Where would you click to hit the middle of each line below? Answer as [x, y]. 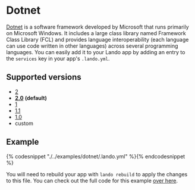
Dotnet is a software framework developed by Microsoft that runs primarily [97, 27]
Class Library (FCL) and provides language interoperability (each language [97, 39]
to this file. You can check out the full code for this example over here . [92, 180]
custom [24, 123]
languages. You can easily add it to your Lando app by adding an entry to [96, 52]
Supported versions [44, 77]
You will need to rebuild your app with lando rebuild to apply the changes [97, 174]
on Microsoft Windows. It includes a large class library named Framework [96, 33]
